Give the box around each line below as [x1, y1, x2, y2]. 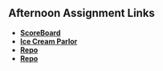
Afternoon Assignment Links [8, 6, 155, 20]
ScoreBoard [19, 27, 61, 37]
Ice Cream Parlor [19, 36, 78, 46]
